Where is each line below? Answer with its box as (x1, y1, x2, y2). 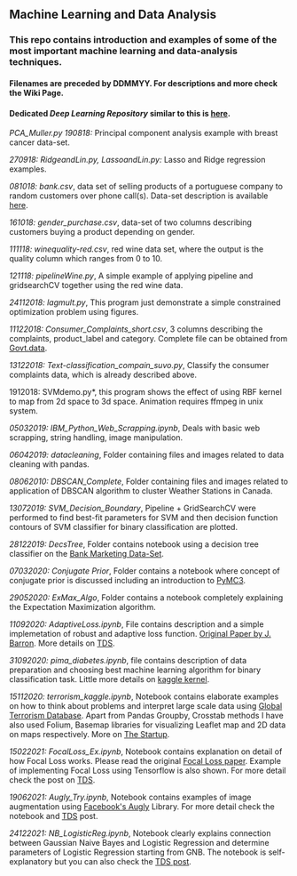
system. (9, 406, 38, 416)
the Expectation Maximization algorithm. (9, 602, 157, 613)
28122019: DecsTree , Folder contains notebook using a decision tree (9, 539, 259, 550)
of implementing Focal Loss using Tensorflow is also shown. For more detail (9, 765, 286, 776)
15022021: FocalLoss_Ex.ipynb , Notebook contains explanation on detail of (9, 746, 283, 757)
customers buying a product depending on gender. (9, 227, 195, 237)
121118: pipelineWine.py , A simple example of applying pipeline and (9, 270, 254, 281)
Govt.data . (9, 342, 48, 354)
